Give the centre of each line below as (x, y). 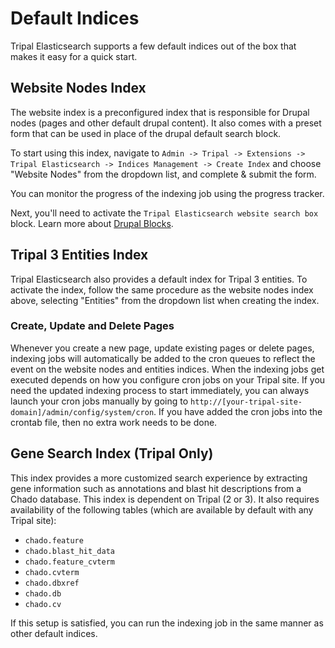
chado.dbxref (52, 583)
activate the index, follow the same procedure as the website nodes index (162, 289)
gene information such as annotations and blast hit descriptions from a (156, 488)
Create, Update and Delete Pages (92, 326)
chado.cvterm (52, 572)
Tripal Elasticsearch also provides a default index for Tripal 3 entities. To (159, 279)
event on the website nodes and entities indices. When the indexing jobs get (167, 369)
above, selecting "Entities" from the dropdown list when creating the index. (165, 300)
